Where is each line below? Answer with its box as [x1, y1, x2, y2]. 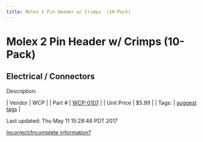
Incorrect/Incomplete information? [6, 129, 92, 136]
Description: [6, 87, 37, 94]
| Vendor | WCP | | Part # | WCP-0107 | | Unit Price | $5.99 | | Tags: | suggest [6, 99, 197, 106]
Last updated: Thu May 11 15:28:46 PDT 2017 [6, 117, 118, 124]
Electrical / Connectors [6, 72, 95, 82]
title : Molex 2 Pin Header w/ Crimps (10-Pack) [6, 8, 131, 15]
